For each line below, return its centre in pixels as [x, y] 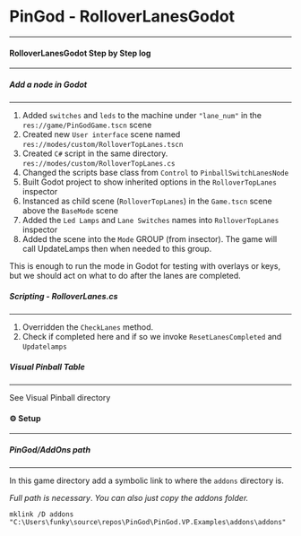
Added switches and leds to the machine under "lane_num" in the [142, 116]
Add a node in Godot [48, 84]
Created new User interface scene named [101, 134]
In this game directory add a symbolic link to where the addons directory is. [147, 480]
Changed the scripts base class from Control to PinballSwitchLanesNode [155, 173]
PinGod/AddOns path [50, 449]
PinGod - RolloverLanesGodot [122, 17]
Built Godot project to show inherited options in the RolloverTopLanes [150, 182]
